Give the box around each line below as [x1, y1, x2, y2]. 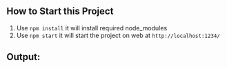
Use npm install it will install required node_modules [16, 23, 168, 32]
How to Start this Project [6, 6, 114, 17]
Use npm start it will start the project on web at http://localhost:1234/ [16, 31, 220, 39]
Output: [6, 51, 41, 63]
